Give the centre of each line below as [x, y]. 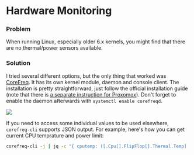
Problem [18, 29]
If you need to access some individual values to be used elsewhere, [88, 123]
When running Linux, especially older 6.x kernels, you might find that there [96, 42]
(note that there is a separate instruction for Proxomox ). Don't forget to [91, 94]
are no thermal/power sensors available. [55, 48]
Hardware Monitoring [59, 11]
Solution [18, 63]
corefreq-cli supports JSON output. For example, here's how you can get [96, 129]
